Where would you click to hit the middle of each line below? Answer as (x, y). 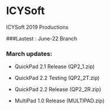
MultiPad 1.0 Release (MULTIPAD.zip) (59, 101)
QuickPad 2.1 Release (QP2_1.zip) (55, 66)
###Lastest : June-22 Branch (42, 38)
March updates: (29, 54)
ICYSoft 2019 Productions (37, 27)
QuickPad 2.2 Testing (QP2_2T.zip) (57, 78)
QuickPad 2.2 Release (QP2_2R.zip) (58, 89)
